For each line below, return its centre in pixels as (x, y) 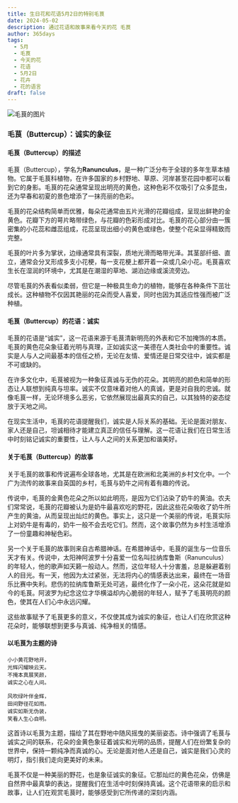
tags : (15, 40)
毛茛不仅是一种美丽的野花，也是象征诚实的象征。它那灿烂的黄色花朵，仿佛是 (119, 775)
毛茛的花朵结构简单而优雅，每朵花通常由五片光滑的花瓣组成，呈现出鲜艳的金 (119, 211)
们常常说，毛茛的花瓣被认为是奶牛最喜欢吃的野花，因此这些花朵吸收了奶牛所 (119, 506)
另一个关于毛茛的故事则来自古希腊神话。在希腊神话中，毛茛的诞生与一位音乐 (119, 548)
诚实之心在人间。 (29, 682)
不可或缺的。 (26, 365)
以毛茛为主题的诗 (32, 643)
